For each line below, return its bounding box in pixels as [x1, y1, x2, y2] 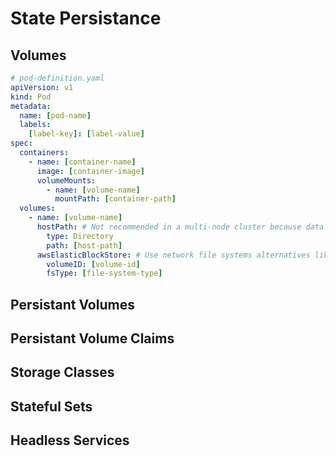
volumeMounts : [36, 175, 97, 186]
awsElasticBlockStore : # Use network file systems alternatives [36, 250, 311, 260]
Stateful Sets [10, 398, 93, 415]
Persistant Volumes [10, 296, 135, 313]
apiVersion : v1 [10, 82, 74, 92]
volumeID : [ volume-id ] [46, 259, 141, 269]
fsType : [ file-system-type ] [46, 268, 163, 279]
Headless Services [10, 432, 130, 449]
